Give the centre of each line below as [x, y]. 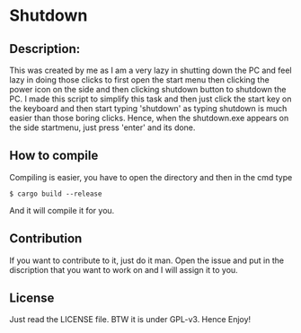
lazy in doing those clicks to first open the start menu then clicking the [139, 80]
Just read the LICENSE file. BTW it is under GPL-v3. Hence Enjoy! [130, 320]
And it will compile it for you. [62, 210]
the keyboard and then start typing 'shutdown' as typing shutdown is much [148, 108]
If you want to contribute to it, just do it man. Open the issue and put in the [147, 260]
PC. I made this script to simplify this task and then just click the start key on [150, 99]
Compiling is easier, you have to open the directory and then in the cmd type [151, 177]
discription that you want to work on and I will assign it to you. [124, 269]
